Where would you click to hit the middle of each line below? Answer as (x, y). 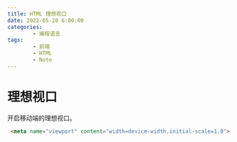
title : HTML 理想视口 (37, 14)
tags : (15, 40)
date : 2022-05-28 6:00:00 (45, 20)
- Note (43, 60)
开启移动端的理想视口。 (42, 118)
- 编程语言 (47, 34)
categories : (25, 27)
